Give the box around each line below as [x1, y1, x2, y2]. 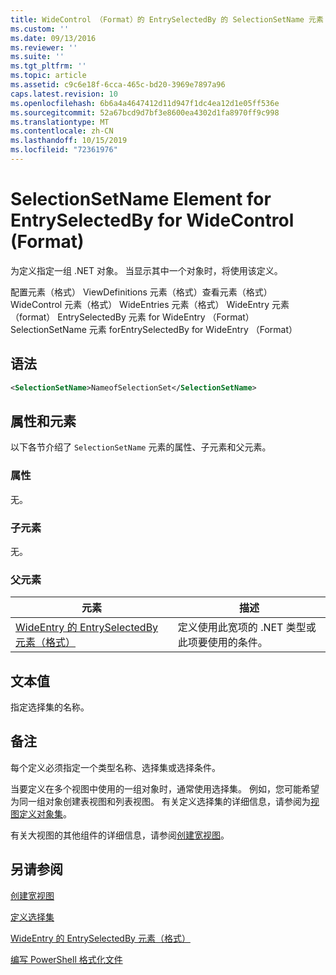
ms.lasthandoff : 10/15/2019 [10, 136, 128, 146]
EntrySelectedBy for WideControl [10, 209, 295, 232]
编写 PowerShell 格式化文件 [10, 953, 123, 965]
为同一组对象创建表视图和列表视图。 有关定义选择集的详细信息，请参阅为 [10, 795, 311, 807]
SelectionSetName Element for [10, 188, 272, 211]
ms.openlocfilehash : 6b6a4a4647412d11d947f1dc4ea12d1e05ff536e [10, 98, 280, 108]
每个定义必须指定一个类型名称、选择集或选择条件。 [10, 761, 221, 773]
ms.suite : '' [10, 52, 65, 62]
